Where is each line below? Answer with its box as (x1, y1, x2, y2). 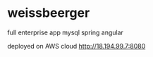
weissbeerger (7, 5, 90, 21)
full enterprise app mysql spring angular (7, 28, 123, 37)
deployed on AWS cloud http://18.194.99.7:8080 (7, 42, 146, 50)
